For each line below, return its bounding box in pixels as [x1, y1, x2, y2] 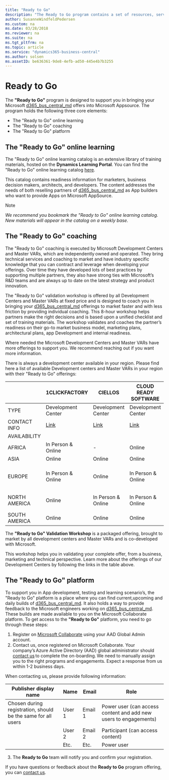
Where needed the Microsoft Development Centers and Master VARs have [5, 339, 159, 345]
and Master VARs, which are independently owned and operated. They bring [5, 250, 163, 256]
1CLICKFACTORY [45, 389, 89, 396]
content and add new [101, 709, 152, 716]
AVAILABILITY [8, 432, 41, 440]
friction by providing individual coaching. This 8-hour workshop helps [5, 308, 150, 314]
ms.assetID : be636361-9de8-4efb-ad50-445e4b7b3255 [5, 59, 114, 64]
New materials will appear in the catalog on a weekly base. [5, 217, 128, 223]
